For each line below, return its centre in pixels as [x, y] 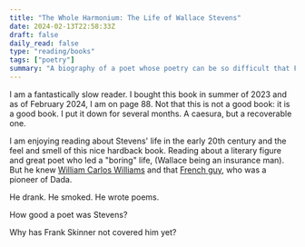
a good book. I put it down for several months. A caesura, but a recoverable [151, 114]
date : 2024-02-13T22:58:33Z [63, 26]
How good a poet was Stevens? [69, 214]
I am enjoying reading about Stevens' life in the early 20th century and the [148, 141]
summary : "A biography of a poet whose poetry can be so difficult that [150, 69]
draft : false [34, 35]
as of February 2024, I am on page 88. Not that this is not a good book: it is [150, 104]
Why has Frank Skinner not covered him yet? [93, 232]
